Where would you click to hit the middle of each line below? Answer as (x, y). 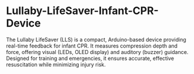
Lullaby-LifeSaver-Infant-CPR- (82, 11)
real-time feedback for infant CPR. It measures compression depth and (92, 46)
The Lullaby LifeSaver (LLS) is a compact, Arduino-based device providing (96, 39)
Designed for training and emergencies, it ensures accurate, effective (90, 58)
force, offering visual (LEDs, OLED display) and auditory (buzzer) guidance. (97, 52)
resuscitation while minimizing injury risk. (56, 64)
